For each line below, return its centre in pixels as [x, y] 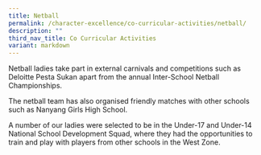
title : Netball [34, 16]
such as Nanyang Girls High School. [68, 110]
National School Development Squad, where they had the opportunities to [130, 134]
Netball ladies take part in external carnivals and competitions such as [125, 68]
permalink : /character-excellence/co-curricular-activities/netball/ [128, 23]
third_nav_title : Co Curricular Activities [83, 38]
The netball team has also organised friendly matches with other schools [129, 101]
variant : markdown [39, 46]
